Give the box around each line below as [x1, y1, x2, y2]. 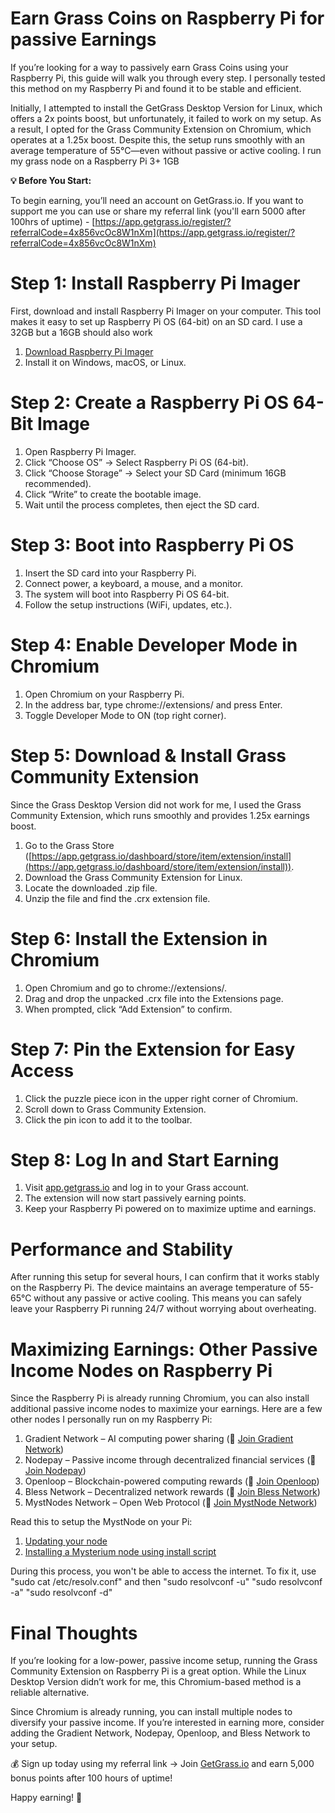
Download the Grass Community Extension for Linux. [24, 871, 243, 883]
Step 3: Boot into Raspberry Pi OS [10, 534, 295, 556]
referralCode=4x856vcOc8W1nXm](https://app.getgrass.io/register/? [10, 226, 296, 238]
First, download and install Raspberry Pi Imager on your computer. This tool [10, 305, 322, 317]
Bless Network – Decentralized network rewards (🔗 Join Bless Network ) [24, 1486, 321, 1498]
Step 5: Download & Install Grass [10, 744, 287, 767]
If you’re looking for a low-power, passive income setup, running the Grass [10, 1655, 318, 1667]
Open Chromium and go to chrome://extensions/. [24, 982, 228, 994]
